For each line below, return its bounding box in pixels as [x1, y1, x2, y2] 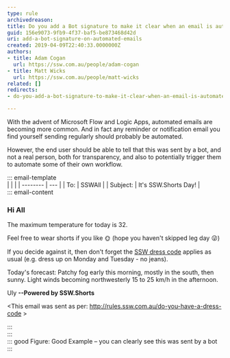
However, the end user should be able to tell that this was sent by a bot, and [7, 145, 221, 154]
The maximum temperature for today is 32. [7, 221, 128, 229]
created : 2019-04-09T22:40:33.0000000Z [7, 42, 121, 49]
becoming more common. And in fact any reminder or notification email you [7, 125, 220, 133]
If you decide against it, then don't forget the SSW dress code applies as [7, 248, 212, 256]
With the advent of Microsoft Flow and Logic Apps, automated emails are [7, 118, 213, 126]
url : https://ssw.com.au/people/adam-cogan [13, 61, 139, 68]
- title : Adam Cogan [7, 55, 66, 62]
